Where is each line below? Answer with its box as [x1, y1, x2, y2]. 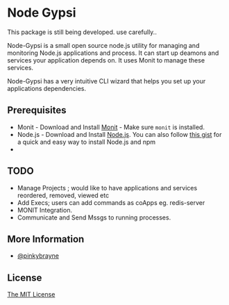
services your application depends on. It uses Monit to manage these [7, 56, 205, 64]
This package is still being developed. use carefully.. [7, 28, 158, 36]
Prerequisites [7, 104, 67, 116]
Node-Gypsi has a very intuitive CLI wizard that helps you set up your [7, 76, 206, 85]
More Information [7, 233, 85, 245]
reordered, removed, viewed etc [17, 191, 110, 199]
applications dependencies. [7, 84, 87, 92]
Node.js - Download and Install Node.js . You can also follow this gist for [17, 130, 222, 138]
